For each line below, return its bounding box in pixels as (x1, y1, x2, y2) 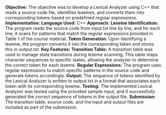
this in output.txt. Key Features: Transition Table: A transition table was (5, 47, 153, 52)
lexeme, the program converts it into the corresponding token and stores (5, 41, 155, 47)
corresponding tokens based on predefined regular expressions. (5, 15, 138, 20)
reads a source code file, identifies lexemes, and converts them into (5, 9, 145, 15)
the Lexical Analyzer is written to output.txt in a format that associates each (5, 78, 161, 84)
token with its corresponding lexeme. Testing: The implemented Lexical (5, 83, 153, 89)
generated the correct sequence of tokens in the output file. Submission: (5, 94, 156, 100)
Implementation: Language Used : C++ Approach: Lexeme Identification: (5, 20, 159, 26)
